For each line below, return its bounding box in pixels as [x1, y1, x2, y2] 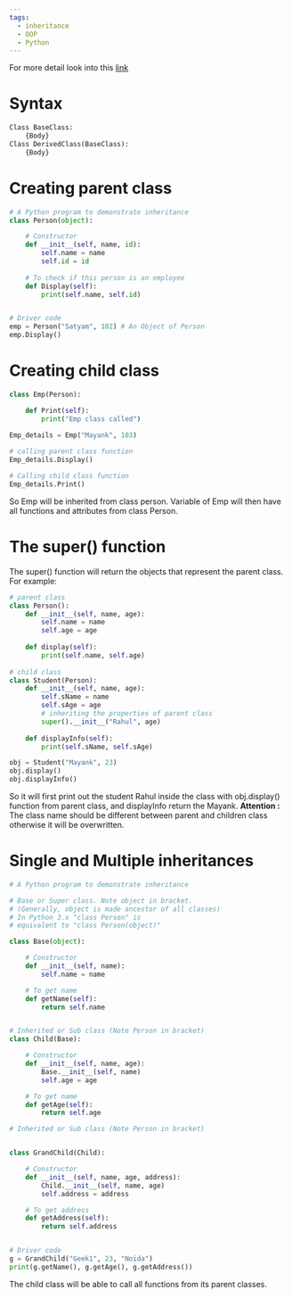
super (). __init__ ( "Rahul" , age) [41, 717, 162, 726]
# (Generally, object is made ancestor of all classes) [9, 905, 221, 914]
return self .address [41, 1222, 118, 1231]
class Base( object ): [9, 938, 86, 947]
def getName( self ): [25, 994, 98, 1004]
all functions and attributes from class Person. [9, 505, 178, 516]
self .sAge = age [41, 701, 101, 710]
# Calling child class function [9, 472, 129, 481]
